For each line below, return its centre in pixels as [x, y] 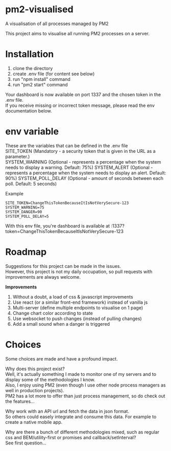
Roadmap [26, 252]
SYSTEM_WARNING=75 [25, 207]
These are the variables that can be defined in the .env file [67, 145]
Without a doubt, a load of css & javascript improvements [73, 297]
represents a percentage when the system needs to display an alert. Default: [86, 173]
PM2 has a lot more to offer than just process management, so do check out [85, 396]
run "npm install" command [41, 79]
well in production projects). [35, 390]
